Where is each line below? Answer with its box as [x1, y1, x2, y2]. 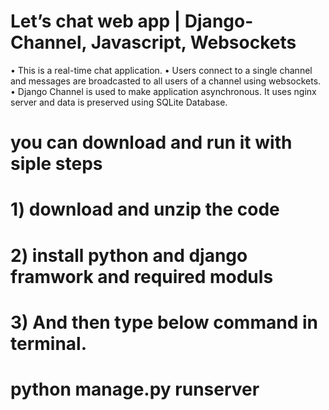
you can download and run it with [10, 131, 293, 154]
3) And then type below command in [10, 311, 318, 334]
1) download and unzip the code [10, 198, 280, 221]
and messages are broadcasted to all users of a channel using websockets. [10, 75, 322, 87]
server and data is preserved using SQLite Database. [10, 96, 228, 108]
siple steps [10, 153, 103, 175]
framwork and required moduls [10, 265, 274, 288]
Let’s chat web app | [10, 10, 182, 33]
